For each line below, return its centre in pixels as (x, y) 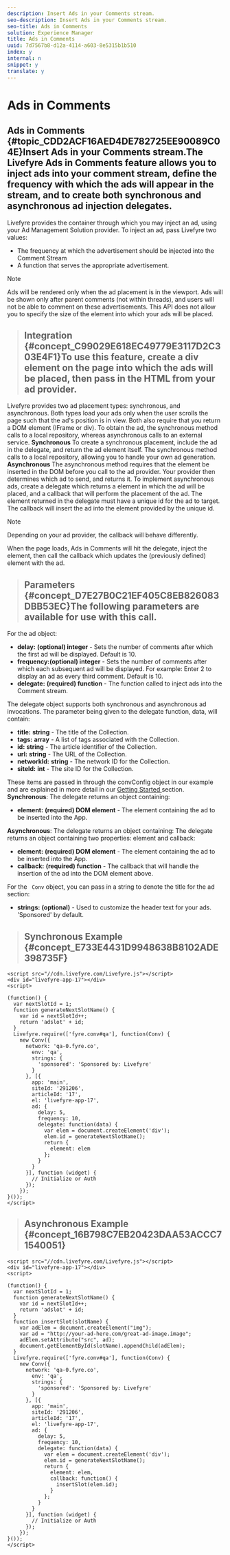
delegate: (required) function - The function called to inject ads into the (119, 683)
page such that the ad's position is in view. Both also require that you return (114, 420)
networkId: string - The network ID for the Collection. (93, 761)
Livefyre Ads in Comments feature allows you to (112, 163)
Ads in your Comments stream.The (127, 152)
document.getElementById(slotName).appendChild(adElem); (103, 1346)
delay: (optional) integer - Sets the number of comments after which (115, 647)
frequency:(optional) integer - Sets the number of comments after (112, 661)
